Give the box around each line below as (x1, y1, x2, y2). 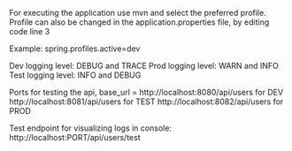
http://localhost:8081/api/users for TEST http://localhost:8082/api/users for (9, 96, 284, 107)
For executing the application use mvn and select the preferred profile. (9, 8, 267, 18)
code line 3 (9, 26, 50, 36)
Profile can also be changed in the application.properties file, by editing (9, 17, 270, 27)
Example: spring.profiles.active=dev (9, 43, 141, 54)
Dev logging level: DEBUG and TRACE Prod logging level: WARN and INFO (9, 61, 279, 71)
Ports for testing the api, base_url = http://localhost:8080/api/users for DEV (9, 87, 284, 97)
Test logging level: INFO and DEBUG (9, 70, 142, 80)
